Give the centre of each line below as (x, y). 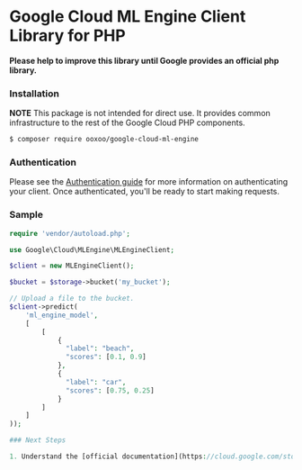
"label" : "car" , (96, 382)
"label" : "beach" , (100, 348)
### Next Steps (38, 440)
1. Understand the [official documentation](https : (108, 456)
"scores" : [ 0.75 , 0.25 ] (110, 390)
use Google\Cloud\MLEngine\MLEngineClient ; (92, 249)
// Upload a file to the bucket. (72, 299)
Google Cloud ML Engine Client (128, 17)
